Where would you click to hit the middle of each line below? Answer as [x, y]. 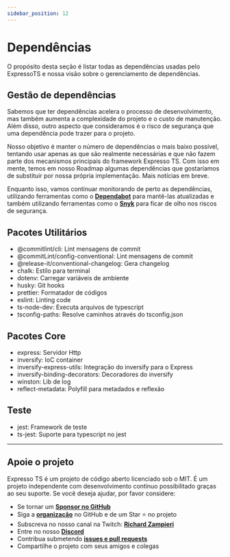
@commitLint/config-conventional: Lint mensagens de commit [105, 256]
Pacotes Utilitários [47, 233]
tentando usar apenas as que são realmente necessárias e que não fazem [111, 154]
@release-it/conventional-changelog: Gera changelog [93, 264]
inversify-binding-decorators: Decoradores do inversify [95, 374]
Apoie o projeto [40, 462]
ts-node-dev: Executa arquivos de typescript [80, 307]
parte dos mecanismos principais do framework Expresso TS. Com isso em [113, 161]
